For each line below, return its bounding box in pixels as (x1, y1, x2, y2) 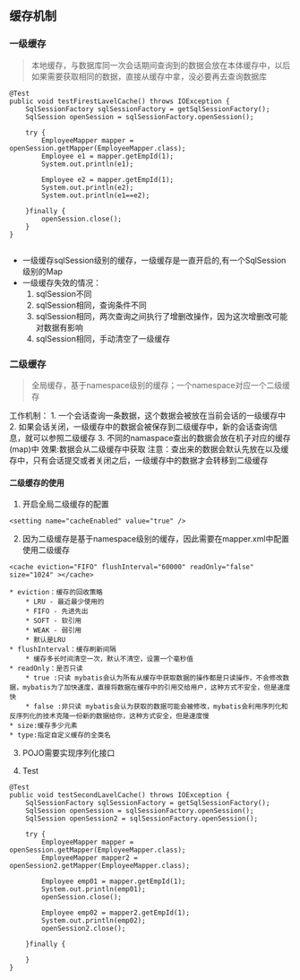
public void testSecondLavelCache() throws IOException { (9, 791, 230, 800)
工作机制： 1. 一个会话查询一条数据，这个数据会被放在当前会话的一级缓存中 (9, 410, 287, 421)
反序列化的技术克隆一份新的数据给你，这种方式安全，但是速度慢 (9, 712, 210, 721)
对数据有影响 (35, 322, 83, 333)
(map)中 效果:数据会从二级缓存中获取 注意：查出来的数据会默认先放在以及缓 (9, 443, 289, 455)
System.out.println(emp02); (41, 916, 146, 925)
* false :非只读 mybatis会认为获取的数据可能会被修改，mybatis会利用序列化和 (25, 702, 288, 711)
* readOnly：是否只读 (9, 664, 83, 673)
